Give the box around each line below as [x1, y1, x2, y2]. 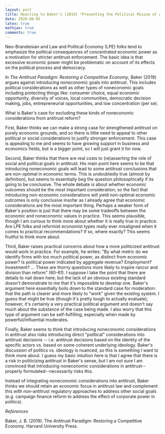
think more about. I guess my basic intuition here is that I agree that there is [5, 353, 158, 358]
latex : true [5, 21, 29, 26]
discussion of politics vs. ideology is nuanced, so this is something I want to [5, 347, 159, 353]
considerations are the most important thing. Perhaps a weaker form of [5, 203, 149, 208]
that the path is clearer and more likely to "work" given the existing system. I [5, 290, 160, 296]
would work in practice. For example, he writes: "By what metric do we [5, 249, 148, 254]
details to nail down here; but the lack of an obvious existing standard [5, 275, 146, 281]
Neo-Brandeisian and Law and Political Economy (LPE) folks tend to [5, 44, 142, 49]
